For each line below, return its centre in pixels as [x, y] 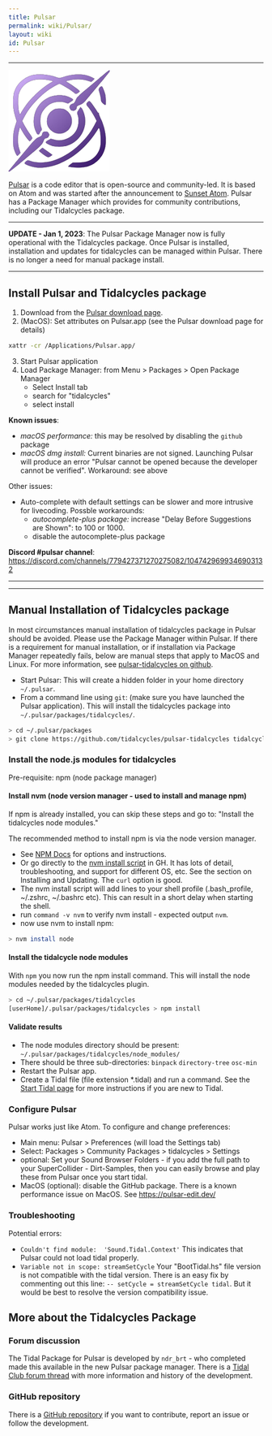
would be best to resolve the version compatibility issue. [114, 1292]
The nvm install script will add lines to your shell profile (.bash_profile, [136, 889]
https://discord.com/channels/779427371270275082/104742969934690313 [136, 560]
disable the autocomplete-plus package [99, 536]
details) [33, 330]
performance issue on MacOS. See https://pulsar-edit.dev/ [118, 1195]
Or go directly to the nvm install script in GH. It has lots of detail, [127, 863]
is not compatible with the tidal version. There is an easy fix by [124, 1274]
